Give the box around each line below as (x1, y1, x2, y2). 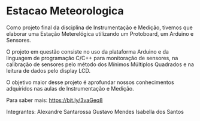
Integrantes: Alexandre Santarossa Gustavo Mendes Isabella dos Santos (6, 108, 184, 115)
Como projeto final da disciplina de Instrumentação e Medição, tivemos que (6, 24, 193, 31)
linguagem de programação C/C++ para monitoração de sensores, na (6, 54, 178, 61)
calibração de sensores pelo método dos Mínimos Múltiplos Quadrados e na (6, 61, 195, 68)
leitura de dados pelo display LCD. (6, 67, 91, 74)
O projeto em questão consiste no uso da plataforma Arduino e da (6, 48, 169, 55)
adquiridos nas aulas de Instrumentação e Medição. (6, 85, 134, 92)
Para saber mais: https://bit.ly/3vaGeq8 (6, 97, 103, 104)
